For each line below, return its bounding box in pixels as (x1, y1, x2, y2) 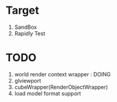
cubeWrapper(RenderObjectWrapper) (14, 83, 108, 91)
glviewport (14, 77, 42, 84)
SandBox (14, 23, 37, 31)
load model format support (14, 89, 81, 97)
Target (5, 4, 40, 17)
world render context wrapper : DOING (14, 70, 111, 78)
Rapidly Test (14, 29, 46, 37)
